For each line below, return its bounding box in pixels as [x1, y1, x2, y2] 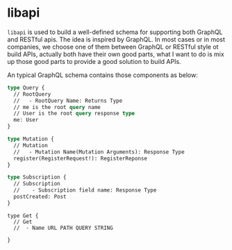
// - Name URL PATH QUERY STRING [13, 224, 113, 231]
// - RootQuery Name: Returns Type [13, 97, 123, 104]
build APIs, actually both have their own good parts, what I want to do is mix [7, 50, 224, 58]
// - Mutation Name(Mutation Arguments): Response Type [13, 148, 185, 156]
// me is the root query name [13, 103, 101, 110]
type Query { [7, 84, 45, 91]
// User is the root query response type [13, 110, 135, 117]
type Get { [7, 212, 39, 219]
